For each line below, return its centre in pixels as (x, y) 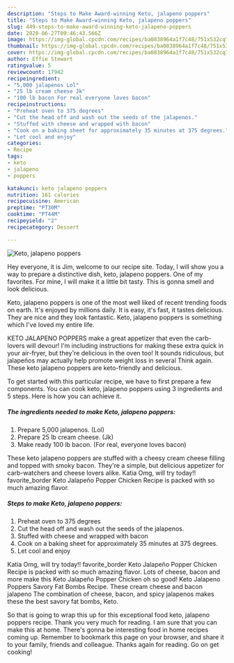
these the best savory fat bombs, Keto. (63, 601)
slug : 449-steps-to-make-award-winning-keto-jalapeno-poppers (99, 26)
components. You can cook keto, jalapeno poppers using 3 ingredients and (115, 388)
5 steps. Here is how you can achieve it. (64, 396)
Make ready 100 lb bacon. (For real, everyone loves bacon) (102, 444)
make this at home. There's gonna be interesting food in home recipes (108, 630)
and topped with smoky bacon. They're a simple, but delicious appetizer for (116, 465)
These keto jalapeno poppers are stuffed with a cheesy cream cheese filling (116, 458)
